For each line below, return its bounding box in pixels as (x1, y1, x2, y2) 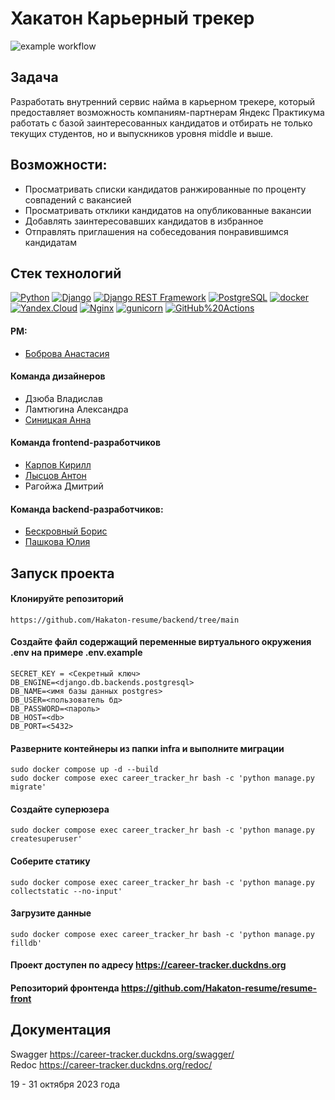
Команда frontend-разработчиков (10, 437, 161, 449)
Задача (10, 69, 59, 86)
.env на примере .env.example (10, 647, 143, 659)
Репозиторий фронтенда (10, 982, 120, 994)
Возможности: (10, 157, 108, 174)
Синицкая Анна (24, 413, 92, 426)
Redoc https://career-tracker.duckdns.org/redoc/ (10, 1058, 213, 1071)
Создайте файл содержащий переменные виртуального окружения (10, 636, 312, 648)
